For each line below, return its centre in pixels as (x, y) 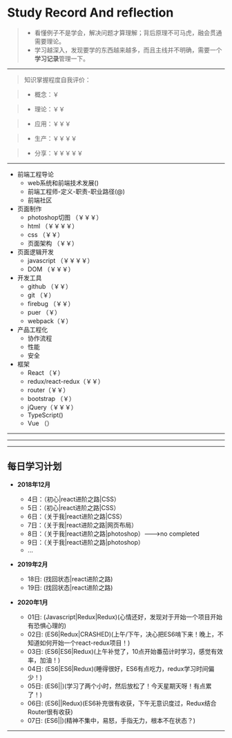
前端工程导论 (35, 174)
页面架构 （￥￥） (52, 243)
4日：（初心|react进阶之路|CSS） (74, 499)
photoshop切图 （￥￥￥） (65, 217)
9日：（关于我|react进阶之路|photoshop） (86, 542)
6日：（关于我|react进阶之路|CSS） (77, 516)
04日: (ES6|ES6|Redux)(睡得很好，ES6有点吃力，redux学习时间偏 (121, 668)
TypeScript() (45, 415)
